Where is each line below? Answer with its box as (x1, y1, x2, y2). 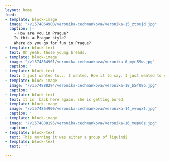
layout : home (5, 7, 32, 13)
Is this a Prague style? (14, 36, 66, 41)
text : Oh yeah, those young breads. (9, 50, 87, 55)
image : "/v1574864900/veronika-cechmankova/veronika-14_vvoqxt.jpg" (9, 106, 157, 111)
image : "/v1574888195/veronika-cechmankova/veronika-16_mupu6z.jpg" (9, 120, 157, 126)
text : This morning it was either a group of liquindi (9, 135, 128, 140)
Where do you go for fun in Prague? (14, 41, 92, 46)
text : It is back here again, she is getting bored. (9, 97, 125, 102)
